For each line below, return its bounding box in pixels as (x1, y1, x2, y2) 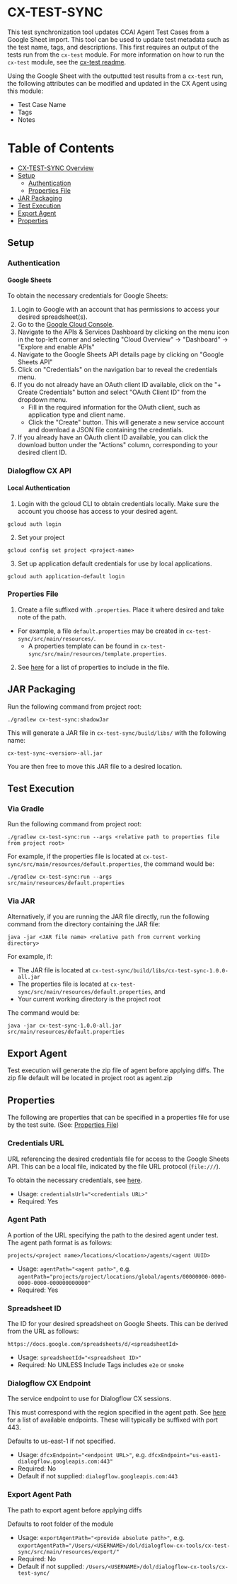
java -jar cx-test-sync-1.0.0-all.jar (7, 1022, 122, 1029)
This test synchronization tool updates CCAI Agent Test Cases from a (7, 28, 209, 36)
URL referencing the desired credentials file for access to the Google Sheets (7, 1155, 230, 1163)
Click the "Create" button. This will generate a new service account (28, 418, 225, 427)
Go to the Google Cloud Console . (17, 320, 115, 329)
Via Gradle (7, 804, 45, 814)
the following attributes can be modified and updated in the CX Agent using (7, 79, 228, 87)
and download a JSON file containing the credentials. (28, 426, 184, 434)
